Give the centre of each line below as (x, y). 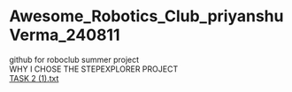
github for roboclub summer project (74, 59)
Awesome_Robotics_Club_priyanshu (146, 16)
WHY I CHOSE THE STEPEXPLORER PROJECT (94, 69)
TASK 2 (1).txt (34, 78)
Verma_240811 (65, 35)
